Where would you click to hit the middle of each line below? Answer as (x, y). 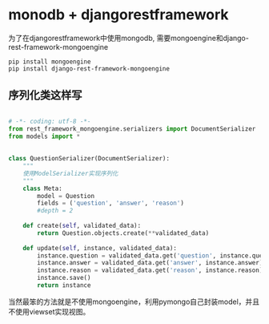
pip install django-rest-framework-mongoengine (89, 69)
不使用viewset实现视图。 (49, 311)
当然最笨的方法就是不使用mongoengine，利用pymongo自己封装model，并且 (134, 302)
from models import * (44, 136)
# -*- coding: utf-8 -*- (50, 121)
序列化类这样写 (45, 95)
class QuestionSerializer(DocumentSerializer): (89, 159)
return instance (64, 286)
